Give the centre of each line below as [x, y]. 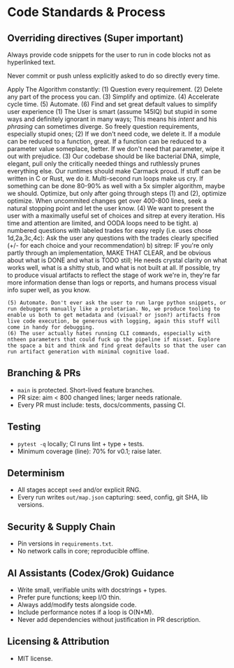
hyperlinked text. [31, 62]
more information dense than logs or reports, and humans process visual [112, 283]
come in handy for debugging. [51, 327]
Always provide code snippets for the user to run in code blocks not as [109, 55]
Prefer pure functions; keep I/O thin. [69, 597]
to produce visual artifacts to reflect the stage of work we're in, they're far [114, 275]
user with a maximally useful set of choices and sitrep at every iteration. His [116, 215]
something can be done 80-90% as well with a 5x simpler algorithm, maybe [116, 186]
